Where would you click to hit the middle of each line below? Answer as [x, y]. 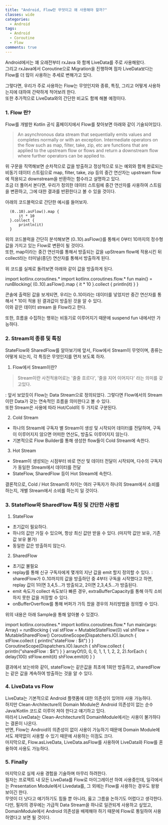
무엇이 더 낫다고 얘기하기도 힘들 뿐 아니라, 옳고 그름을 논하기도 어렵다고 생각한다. [84, 799]
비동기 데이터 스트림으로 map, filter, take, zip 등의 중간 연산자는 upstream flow [83, 172]
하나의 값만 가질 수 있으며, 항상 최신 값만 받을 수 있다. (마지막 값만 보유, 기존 [87, 533]
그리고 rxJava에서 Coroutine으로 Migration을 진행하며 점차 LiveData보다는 [79, 68]
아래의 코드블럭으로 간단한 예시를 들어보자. [47, 202]
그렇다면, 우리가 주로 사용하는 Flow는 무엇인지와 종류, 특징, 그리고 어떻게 [76, 86]
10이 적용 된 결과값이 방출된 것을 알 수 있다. [60, 301]
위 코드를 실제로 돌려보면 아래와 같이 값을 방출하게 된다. [59, 269]
